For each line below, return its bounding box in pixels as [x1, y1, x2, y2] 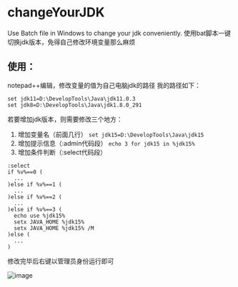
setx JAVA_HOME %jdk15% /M [14, 224, 94, 232]
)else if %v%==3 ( [7, 206, 62, 213]
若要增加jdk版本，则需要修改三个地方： [7, 115, 123, 124]
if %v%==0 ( [7, 168, 43, 176]
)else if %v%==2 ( [7, 193, 62, 201]
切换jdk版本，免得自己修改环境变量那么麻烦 [7, 37, 136, 46]
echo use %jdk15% [14, 212, 66, 219]
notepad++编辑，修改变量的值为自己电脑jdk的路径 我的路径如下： [7, 81, 202, 89]
